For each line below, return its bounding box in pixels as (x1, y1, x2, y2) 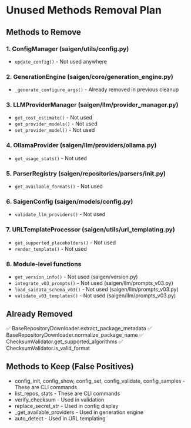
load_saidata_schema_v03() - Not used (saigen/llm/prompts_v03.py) (14, 286, 179, 293)
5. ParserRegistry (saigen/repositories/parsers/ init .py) (6, 169, 166, 177)
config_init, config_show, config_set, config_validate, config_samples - (14, 377, 185, 384)
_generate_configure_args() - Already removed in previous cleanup (14, 86, 179, 93)
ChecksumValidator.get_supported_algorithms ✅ (6, 338, 123, 345)
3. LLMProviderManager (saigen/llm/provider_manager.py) (6, 101, 179, 109)
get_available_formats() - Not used (14, 183, 103, 190)
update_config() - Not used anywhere (14, 58, 108, 65)
